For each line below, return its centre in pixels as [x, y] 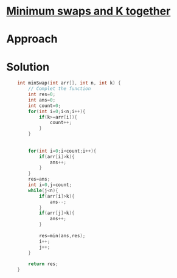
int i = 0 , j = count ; [50, 185]
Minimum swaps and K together [88, 11]
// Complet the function [60, 89]
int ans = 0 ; [42, 100]
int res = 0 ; [42, 95]
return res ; [43, 264]
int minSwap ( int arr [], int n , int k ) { [69, 83]
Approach [32, 39]
